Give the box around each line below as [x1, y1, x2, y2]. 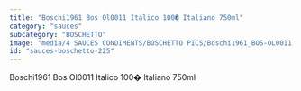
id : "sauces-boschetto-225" [9, 47, 115, 56]
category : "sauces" [9, 22, 83, 31]
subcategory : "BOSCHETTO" [9, 30, 106, 39]
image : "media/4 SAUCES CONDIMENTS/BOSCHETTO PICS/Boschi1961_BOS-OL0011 [9, 38, 293, 48]
